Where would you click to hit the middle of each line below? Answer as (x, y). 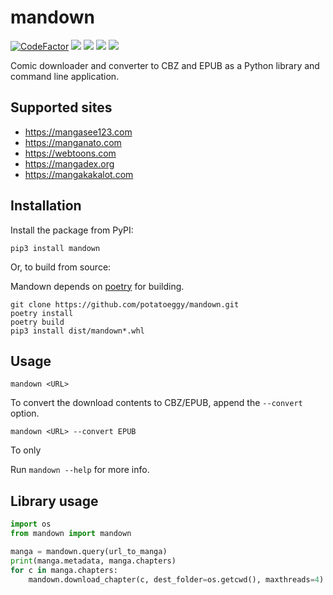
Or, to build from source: (61, 267)
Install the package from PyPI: (72, 230)
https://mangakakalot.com (79, 174)
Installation (46, 206)
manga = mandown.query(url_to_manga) (89, 551)
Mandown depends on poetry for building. (97, 286)
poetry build (37, 322)
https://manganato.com (73, 142)
